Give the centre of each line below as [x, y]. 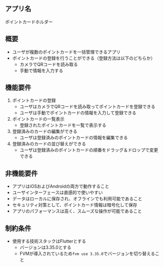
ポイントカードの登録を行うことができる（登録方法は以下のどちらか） [84, 58]
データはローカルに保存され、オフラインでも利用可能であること [77, 199]
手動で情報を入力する [41, 70]
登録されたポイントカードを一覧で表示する [63, 125]
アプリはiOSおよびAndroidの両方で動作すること [61, 186]
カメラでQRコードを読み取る [49, 64]
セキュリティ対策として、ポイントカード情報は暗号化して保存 [75, 205]
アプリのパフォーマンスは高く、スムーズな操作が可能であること [77, 211]
